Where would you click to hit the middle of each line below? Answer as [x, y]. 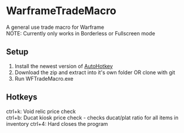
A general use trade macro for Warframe [55, 27]
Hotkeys [22, 97]
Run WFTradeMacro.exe [44, 78]
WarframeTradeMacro [61, 11]
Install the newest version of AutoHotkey [64, 66]
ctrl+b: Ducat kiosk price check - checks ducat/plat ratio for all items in [92, 117]
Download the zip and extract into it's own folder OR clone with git [95, 72]
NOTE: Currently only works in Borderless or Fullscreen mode [81, 33]
